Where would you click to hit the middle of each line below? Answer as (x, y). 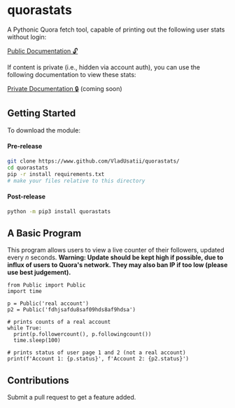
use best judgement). (39, 273)
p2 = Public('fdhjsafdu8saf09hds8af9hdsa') (72, 310)
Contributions (38, 380)
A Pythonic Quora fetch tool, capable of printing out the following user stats (116, 29)
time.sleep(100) (37, 341)
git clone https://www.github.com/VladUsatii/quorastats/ (93, 161)
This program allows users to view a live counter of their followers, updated (116, 250)
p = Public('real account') (48, 304)
